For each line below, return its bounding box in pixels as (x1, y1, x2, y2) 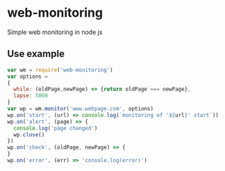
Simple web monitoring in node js (7, 28, 103, 36)
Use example (7, 48, 65, 60)
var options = (7, 73, 49, 80)
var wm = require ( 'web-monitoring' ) (7, 66, 113, 74)
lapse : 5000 (13, 92, 49, 99)
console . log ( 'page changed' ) (13, 124, 98, 131)
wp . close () (13, 131, 45, 138)
